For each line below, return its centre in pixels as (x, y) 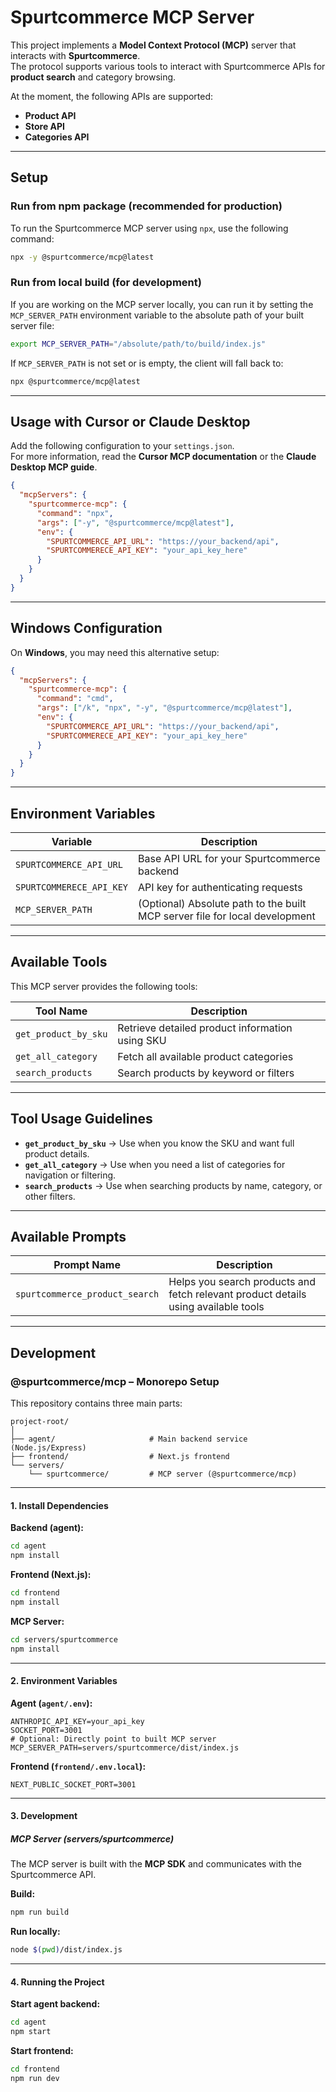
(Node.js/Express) (48, 1448)
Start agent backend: (55, 2004)
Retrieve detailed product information (205, 1028)
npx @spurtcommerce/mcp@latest (75, 381)
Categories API (57, 137)
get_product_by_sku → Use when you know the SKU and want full (159, 1143)
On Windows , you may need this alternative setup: (115, 652)
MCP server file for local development (227, 916)
